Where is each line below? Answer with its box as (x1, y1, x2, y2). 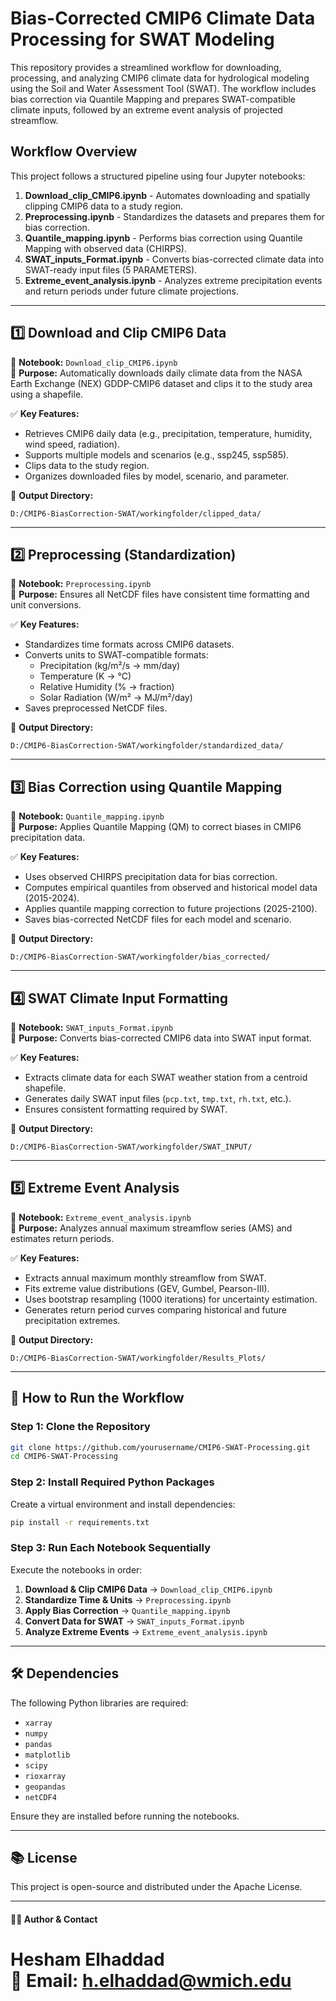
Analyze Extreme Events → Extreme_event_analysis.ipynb (24, 1625, 268, 1637)
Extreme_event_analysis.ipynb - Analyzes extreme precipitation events (24, 274, 323, 286)
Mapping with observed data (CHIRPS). (24, 242, 188, 254)
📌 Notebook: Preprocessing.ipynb (10, 578, 152, 590)
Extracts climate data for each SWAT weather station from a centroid (24, 1072, 308, 1083)
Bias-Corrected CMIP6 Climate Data (10, 7, 316, 30)
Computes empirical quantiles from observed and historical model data (24, 882, 318, 894)
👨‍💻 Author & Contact (10, 1913, 98, 1925)
